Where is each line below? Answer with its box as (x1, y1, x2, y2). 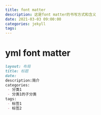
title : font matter (5, 7, 46, 12)
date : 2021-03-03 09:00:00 (5, 16, 61, 21)
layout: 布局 (5, 64, 31, 69)
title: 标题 (5, 68, 28, 73)
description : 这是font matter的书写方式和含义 (5, 12, 96, 17)
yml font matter (5, 47, 71, 59)
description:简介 (5, 78, 40, 83)
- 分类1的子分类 (7, 92, 36, 97)
